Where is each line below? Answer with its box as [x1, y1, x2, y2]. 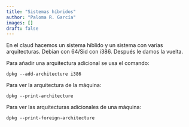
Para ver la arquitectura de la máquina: [6, 82, 102, 89]
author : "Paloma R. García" [6, 14, 77, 20]
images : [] [6, 20, 33, 26]
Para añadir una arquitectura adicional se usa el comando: [6, 60, 150, 67]
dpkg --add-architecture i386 [6, 71, 82, 78]
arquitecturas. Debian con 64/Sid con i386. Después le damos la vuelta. [6, 48, 184, 55]
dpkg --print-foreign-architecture [6, 115, 95, 121]
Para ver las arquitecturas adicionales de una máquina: [6, 104, 142, 111]
